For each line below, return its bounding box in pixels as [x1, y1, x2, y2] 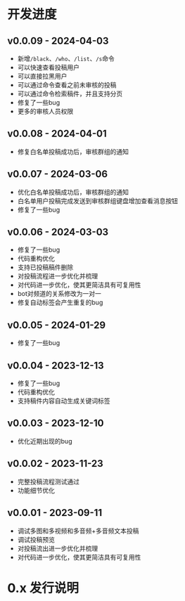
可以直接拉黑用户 [17, 72, 68, 80]
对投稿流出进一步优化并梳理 [17, 544, 98, 552]
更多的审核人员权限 [17, 107, 74, 115]
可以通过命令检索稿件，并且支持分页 [17, 89, 123, 98]
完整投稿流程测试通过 [17, 477, 79, 486]
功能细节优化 [17, 486, 55, 494]
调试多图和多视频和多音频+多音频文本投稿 [17, 526, 139, 535]
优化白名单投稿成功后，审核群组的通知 [17, 188, 129, 196]
